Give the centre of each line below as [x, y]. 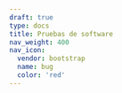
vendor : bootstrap [52, 58]
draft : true [31, 17]
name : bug [35, 67]
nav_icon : [28, 50]
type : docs [29, 26]
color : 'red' [41, 75]
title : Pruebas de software [61, 34]
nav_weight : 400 [39, 42]
